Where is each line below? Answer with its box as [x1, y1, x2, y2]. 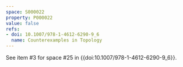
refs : [6, 26, 20, 32]
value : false [6, 20, 39, 26]
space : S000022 [6, 9, 45, 15]
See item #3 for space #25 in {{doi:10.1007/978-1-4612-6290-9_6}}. [6, 54, 177, 61]
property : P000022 [6, 15, 53, 21]
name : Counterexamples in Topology [11, 37, 103, 43]
